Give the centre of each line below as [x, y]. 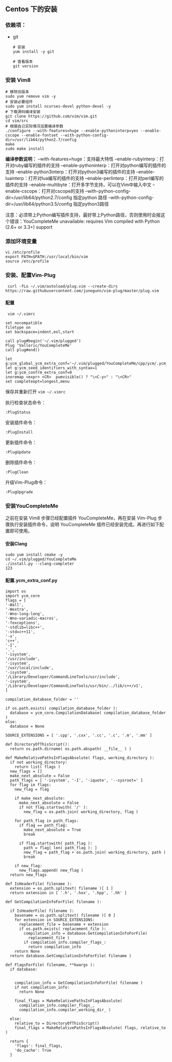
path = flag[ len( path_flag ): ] [60, 848]
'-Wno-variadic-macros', [32, 619]
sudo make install [25, 149]
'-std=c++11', [20, 632]
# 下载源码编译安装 [23, 112]
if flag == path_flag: [43, 825]
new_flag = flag [32, 789]
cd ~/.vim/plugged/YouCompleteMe [41, 560]
